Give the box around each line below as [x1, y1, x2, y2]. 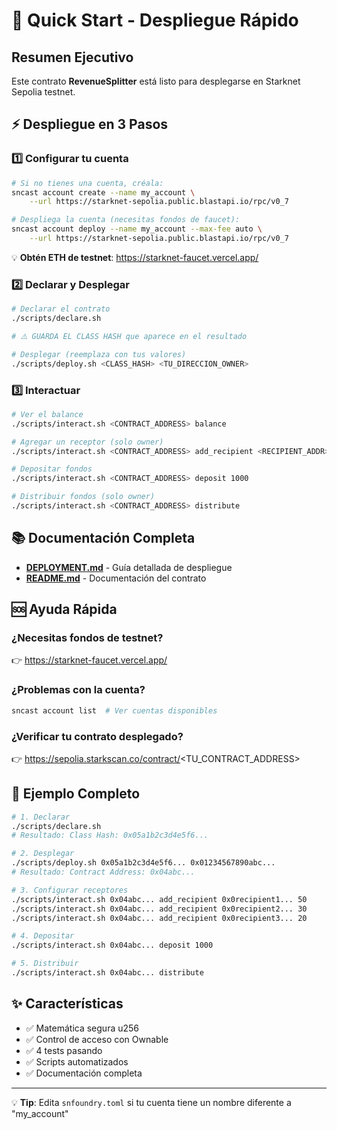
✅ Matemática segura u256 [25, 1022, 140, 1034]
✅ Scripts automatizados [25, 1055, 129, 1068]
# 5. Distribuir [11, 959, 79, 969]
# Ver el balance [11, 409, 84, 419]
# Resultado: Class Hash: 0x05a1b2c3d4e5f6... [11, 830, 209, 841]
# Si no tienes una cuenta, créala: [11, 178, 164, 188]
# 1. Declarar [11, 812, 71, 822]
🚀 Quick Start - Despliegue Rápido [11, 9, 299, 32]
